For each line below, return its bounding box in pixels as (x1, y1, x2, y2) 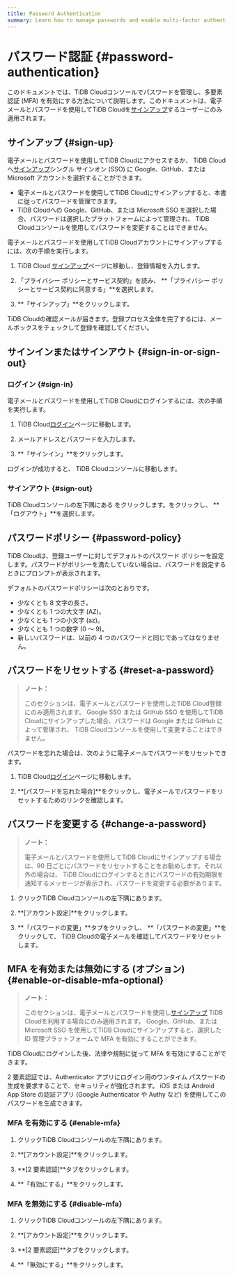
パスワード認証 (7, 49, 93, 65)
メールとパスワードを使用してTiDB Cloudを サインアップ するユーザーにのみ (7, 105, 223, 114)
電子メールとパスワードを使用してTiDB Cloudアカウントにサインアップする (7, 238, 223, 247)
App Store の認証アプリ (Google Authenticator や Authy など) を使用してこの (7, 1090, 226, 1099)
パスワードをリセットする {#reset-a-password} (7, 665, 214, 677)
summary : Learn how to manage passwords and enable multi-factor (7, 17, 201, 24)
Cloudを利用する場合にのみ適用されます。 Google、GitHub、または (24, 1017, 218, 1026)
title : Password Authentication (7, 10, 101, 17)
